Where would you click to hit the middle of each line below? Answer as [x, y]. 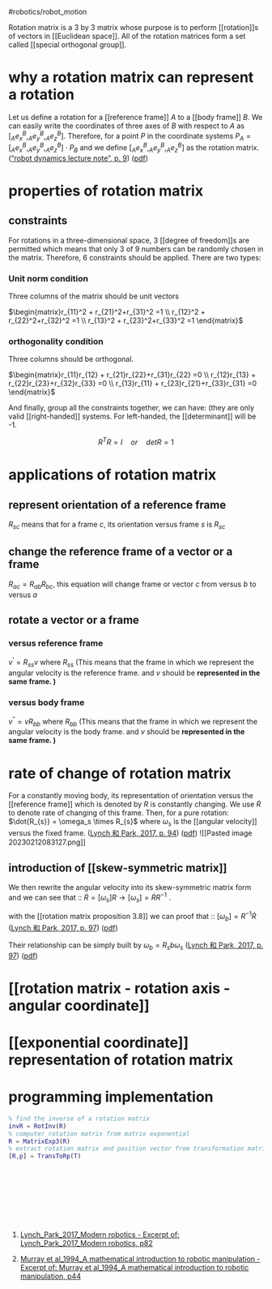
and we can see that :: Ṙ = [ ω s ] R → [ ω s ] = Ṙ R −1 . [90, 897]
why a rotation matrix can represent [131, 77]
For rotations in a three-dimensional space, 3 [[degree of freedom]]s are [129, 240]
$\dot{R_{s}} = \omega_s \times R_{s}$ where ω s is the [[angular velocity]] [133, 823]
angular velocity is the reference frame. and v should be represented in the [134, 672]
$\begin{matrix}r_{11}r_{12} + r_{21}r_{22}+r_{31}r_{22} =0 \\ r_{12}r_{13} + [132, 375]
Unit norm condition [49, 278]
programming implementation [111, 1097]
